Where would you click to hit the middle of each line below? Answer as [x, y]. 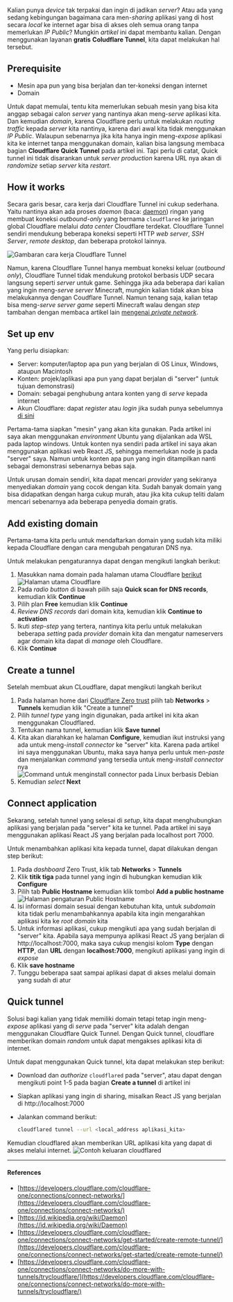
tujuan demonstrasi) [46, 386]
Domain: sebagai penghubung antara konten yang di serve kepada [112, 394]
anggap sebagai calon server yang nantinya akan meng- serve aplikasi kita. [114, 113]
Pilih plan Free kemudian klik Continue [72, 604]
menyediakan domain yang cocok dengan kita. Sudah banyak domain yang [114, 487]
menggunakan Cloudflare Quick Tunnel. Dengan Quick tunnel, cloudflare [111, 1033]
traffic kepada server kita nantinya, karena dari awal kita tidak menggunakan [116, 129]
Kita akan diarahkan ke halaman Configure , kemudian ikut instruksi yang [121, 737]
